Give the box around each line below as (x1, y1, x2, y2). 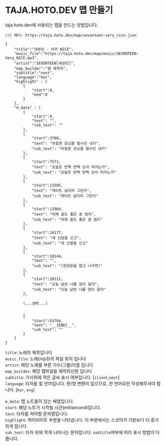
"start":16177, (31, 230, 64, 235)
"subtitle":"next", (14, 70, 55, 75)
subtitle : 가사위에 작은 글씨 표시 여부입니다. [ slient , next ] (5, 374, 120, 380)
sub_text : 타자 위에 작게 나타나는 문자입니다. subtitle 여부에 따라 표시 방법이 (5, 429, 155, 435)
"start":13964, (31, 206, 64, 211)
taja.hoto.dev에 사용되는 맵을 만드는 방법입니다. (5, 22, 98, 28)
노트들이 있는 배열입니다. (26, 398, 75, 404)
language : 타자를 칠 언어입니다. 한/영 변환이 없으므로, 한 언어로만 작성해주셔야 (5, 380, 156, 386)
